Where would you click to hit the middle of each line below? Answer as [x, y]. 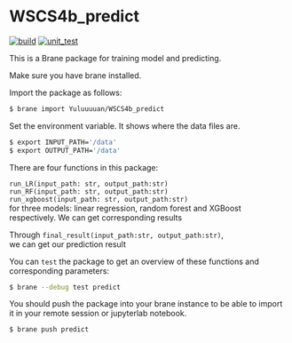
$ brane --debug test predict [65, 287]
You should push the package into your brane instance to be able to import [146, 304]
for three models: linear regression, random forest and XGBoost [125, 208]
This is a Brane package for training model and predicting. [115, 58]
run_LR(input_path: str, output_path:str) [89, 184]
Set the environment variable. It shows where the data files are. [125, 125]
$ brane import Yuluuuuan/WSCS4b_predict [87, 108]
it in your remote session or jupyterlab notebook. [98, 314]
